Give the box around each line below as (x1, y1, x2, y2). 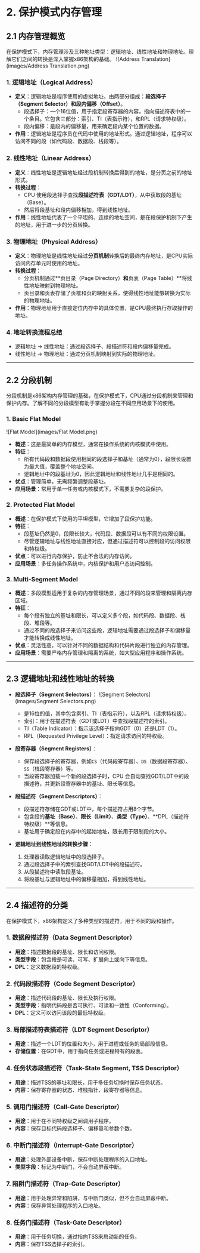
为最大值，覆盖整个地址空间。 (23, 463, 97, 470)
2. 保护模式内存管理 (6, 5, 102, 19)
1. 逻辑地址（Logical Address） (6, 78, 97, 87)
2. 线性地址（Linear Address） (6, 154, 95, 162)
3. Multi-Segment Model (6, 575, 79, 583)
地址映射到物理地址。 (29, 282, 82, 289)
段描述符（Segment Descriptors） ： (14, 792, 103, 800)
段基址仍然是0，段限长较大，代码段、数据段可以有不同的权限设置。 (23, 529, 189, 537)
